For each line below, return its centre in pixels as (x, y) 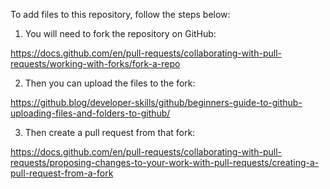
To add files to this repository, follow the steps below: (120, 14)
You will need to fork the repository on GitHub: (120, 33)
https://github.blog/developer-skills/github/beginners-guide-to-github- (156, 102)
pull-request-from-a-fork (62, 173)
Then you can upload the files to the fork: (110, 83)
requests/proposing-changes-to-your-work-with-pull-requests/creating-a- (165, 162)
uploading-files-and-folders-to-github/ (90, 113)
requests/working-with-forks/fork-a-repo (95, 63)
